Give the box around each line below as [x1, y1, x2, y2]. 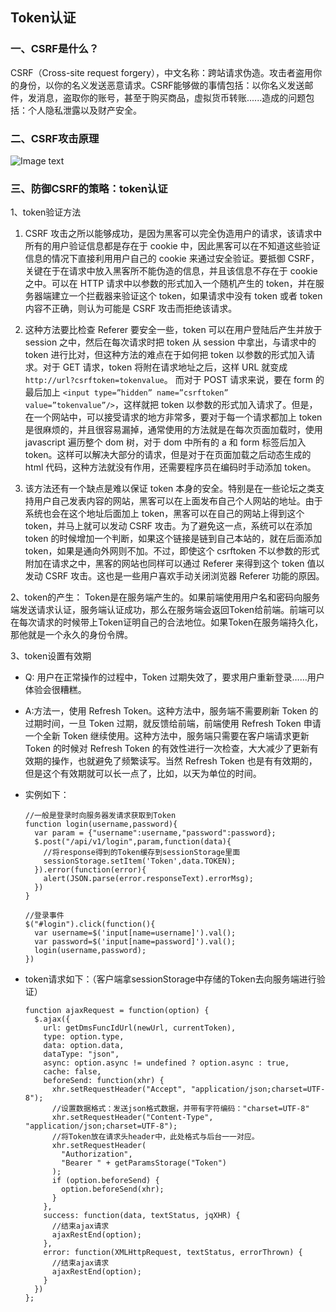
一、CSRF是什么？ [10, 42, 100, 56]
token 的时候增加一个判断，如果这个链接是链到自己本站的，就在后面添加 [24, 533, 323, 545]
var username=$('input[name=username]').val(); [34, 928, 237, 938]
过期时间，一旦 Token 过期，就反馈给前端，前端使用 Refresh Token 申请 [24, 718, 322, 730]
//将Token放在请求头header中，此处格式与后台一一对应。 [51, 1132, 260, 1142]
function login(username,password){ [24, 819, 178, 830]
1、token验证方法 [10, 206, 82, 218]
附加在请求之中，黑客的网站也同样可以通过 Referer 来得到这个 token [24, 558, 305, 570]
